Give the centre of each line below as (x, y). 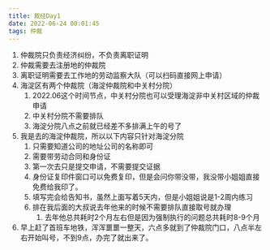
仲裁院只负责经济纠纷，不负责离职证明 (84, 55)
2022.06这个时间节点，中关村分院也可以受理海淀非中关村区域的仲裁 (146, 96)
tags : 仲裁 (26, 31)
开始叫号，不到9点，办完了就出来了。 (90, 238)
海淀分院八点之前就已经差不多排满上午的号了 (107, 126)
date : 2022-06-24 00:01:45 (54, 24)
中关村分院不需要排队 (68, 116)
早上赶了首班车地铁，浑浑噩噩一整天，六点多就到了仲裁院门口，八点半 (137, 227)
